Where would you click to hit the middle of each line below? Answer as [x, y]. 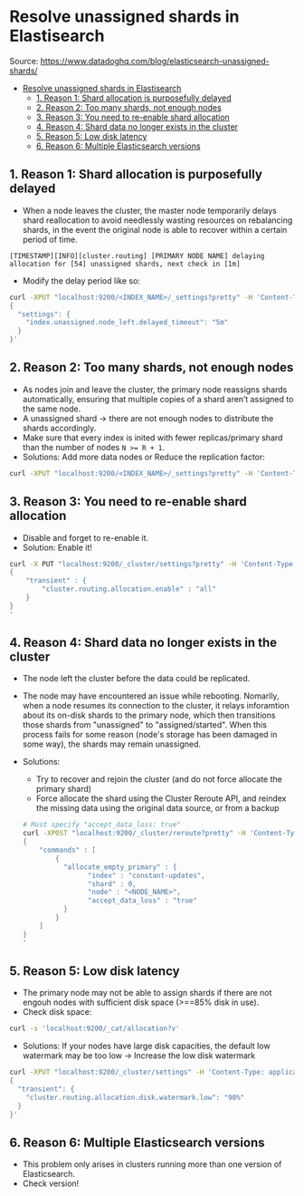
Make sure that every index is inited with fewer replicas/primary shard [152, 438]
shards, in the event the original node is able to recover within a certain [155, 229]
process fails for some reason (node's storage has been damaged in [150, 735]
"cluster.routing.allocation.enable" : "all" [129, 589]
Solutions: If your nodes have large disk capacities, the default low [146, 1046]
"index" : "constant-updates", [146, 875]
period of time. [50, 239]
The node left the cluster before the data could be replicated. [136, 679]
